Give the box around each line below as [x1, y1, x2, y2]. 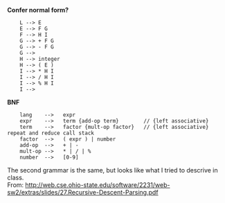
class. [7, 173, 24, 182]
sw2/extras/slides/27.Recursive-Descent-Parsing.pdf [7, 188, 159, 196]
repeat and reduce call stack [7, 130, 95, 136]
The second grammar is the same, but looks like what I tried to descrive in [7, 166, 218, 174]
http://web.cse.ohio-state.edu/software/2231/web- [25, 181, 170, 189]
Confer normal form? [7, 6, 69, 14]
